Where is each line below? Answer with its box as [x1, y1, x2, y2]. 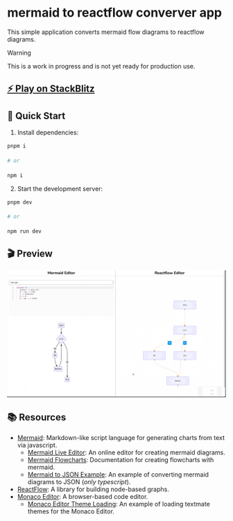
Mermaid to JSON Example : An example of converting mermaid [27, 470, 209, 479]
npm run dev [7, 228, 42, 235]
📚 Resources [7, 412, 67, 423]
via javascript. [17, 441, 58, 449]
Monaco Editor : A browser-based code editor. [17, 492, 148, 500]
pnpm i [7, 143, 26, 150]
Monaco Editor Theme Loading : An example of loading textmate [27, 500, 210, 508]
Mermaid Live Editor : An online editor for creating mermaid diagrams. [27, 448, 225, 457]
